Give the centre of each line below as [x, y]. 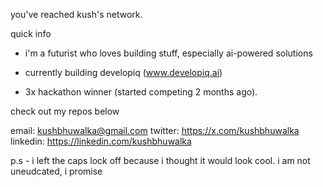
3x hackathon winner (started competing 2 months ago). [141, 92]
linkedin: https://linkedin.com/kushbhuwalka [101, 141]
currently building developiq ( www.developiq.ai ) [123, 72]
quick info [31, 33]
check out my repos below [65, 111]
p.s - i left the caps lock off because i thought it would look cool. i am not [160, 160]
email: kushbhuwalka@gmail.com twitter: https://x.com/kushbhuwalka [155, 130]
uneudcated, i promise [56, 171]
